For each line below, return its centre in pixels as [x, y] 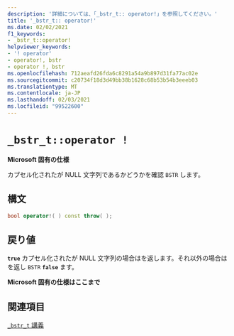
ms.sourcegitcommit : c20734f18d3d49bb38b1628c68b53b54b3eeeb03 [103, 80]
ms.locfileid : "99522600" [45, 107]
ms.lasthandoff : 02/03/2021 [49, 100]
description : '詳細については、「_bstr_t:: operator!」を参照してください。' [112, 14]
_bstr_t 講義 [26, 325]
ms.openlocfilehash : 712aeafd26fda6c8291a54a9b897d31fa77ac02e [103, 73]
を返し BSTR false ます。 [43, 267]
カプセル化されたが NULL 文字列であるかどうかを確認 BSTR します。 [106, 174]
